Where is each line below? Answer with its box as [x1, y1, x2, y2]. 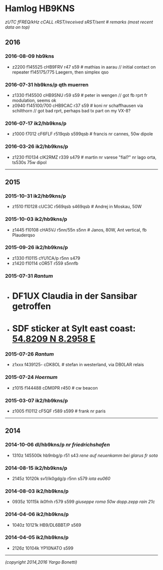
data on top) [5, 24, 30, 30]
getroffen [12, 301, 51, 312]
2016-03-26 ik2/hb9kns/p [5, 143, 68, 150]
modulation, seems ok [12, 97, 57, 103]
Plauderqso [12, 232, 35, 238]
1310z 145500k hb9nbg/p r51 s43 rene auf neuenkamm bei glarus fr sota [12, 452, 158, 458]
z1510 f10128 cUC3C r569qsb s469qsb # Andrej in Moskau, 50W [12, 204, 142, 210]
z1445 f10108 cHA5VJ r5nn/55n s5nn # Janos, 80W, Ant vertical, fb [12, 227, 147, 232]
